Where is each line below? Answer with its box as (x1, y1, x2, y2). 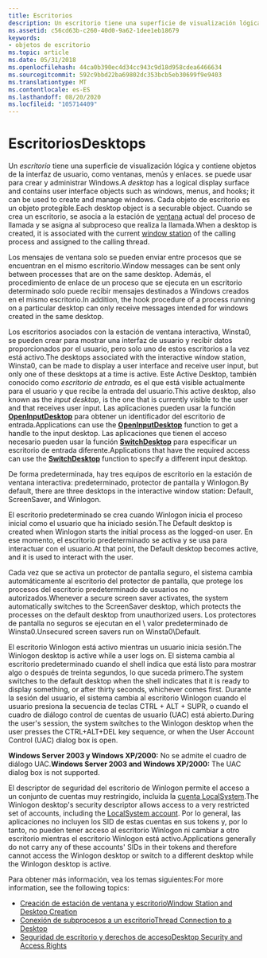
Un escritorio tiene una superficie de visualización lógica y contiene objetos (8, 161, 257, 171)
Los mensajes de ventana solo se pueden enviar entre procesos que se (8, 252, 242, 263)
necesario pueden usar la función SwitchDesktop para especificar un (8, 437, 237, 446)
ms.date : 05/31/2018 (8, 56, 77, 64)
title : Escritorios (8, 11, 73, 20)
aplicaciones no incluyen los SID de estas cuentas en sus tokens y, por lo (8, 817, 248, 827)
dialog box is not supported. (8, 768, 101, 777)
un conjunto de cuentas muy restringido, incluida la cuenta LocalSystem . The (8, 792, 259, 801)
